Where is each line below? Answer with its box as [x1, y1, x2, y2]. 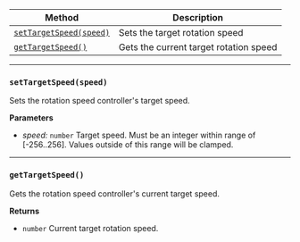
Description [172, 12, 224, 23]
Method [44, 12, 79, 23]
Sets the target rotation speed [118, 27, 244, 38]
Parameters [9, 113, 54, 123]
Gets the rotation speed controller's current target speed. [9, 188, 221, 199]
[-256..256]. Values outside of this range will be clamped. [21, 139, 234, 150]
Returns [9, 205, 40, 216]
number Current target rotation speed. [21, 222, 159, 233]
